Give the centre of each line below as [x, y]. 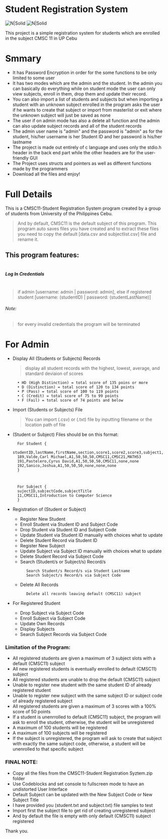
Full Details [29, 194]
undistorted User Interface [40, 789]
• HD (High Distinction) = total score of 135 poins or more [83, 383]
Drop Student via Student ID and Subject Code [68, 529]
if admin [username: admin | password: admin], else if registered [85, 292]
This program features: [42, 255]
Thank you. [17, 831]
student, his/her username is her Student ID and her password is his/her [87, 136]
